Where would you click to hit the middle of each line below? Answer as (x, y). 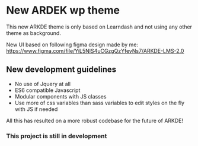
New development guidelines (61, 70)
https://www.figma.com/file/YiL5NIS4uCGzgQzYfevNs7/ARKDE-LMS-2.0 (95, 50)
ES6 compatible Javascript (47, 90)
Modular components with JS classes (60, 96)
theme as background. (33, 33)
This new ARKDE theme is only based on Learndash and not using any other (99, 27)
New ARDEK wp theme (63, 10)
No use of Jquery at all (43, 84)
